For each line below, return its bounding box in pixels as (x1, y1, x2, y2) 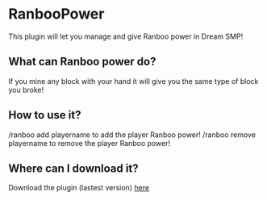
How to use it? (8, 108, 81, 122)
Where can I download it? (8, 161, 139, 175)
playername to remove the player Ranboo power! (8, 138, 171, 148)
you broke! (8, 85, 44, 94)
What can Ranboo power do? (8, 55, 156, 69)
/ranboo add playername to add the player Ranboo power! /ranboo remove (8, 130, 257, 140)
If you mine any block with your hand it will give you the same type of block (8, 76, 259, 85)
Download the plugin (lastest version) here (8, 183, 150, 193)
